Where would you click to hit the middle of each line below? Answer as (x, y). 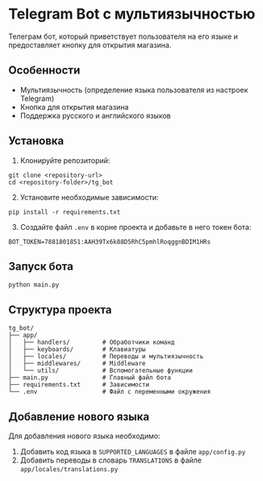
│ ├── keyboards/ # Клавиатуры (77, 349)
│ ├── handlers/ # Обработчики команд (92, 343)
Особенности (44, 71)
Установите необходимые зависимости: (89, 197)
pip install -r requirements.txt (65, 212)
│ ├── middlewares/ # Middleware (77, 364)
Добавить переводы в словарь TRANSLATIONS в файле (111, 460)
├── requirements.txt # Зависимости (79, 385)
